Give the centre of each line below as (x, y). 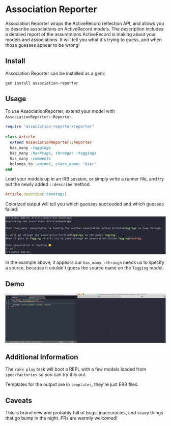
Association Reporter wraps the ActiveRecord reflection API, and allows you (85, 23)
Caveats (19, 400)
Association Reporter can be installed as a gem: (55, 73)
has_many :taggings (31, 148)
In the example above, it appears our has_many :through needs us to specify (85, 262)
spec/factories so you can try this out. (46, 375)
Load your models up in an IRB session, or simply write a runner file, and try (85, 179)
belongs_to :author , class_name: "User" (53, 164)
